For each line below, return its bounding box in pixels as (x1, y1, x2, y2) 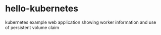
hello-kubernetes (5, 3, 78, 14)
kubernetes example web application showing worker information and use (5, 19, 157, 25)
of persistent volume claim (5, 24, 59, 30)
